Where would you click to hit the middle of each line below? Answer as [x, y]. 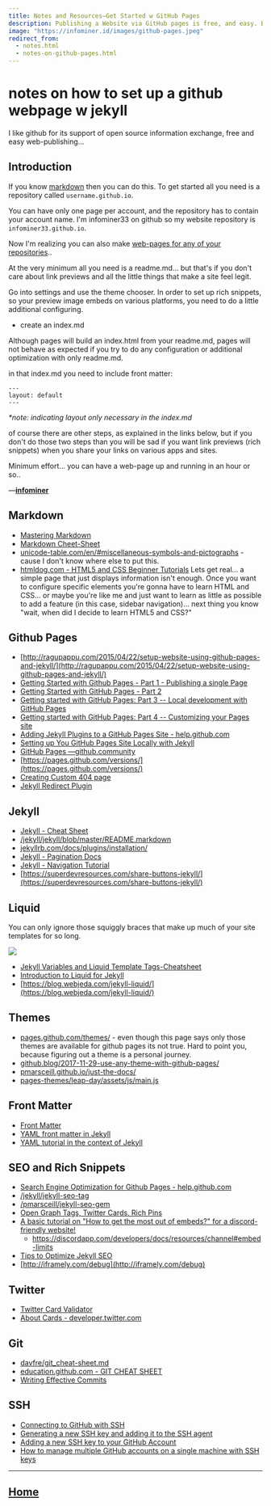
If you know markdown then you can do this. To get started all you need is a [134, 186]
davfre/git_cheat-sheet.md [65, 1363]
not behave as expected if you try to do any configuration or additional [125, 349]
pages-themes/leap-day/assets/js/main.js [89, 1080]
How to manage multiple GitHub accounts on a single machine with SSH [140, 1450]
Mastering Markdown [55, 535]
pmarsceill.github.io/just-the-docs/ [78, 1071]
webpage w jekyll [68, 111]
